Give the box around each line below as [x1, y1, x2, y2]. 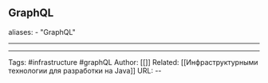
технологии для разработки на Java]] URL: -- [8, 66, 162, 75]
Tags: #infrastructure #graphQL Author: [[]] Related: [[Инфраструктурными [8, 57, 258, 66]
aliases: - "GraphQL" [8, 27, 76, 36]
